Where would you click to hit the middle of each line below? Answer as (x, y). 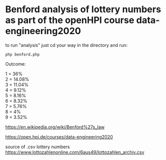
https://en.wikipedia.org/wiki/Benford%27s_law (55, 127)
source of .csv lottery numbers (38, 147)
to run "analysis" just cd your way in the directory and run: (66, 45)
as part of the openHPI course (70, 20)
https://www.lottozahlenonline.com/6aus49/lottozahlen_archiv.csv (75, 152)
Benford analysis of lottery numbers (83, 9)
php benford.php (22, 55)
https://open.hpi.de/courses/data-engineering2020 (59, 137)
